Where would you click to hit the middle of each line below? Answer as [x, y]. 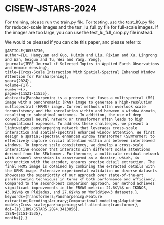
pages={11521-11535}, [27, 93]
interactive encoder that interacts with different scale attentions [78, 149]
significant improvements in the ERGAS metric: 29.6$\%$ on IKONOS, [77, 188]
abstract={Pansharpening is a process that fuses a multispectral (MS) [80, 98]
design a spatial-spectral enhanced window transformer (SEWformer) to [80, 136]
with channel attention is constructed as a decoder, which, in [72, 158]
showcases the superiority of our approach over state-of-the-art [74, 175]
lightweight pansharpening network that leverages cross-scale [71, 128]
